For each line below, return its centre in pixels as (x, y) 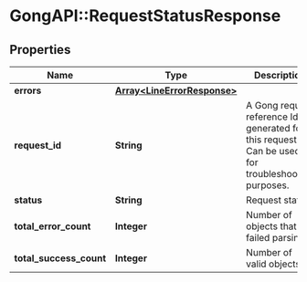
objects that (271, 226)
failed (258, 238)
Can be (261, 151)
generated (268, 128)
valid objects (274, 264)
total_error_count (53, 226)
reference (267, 117)
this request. (273, 140)
